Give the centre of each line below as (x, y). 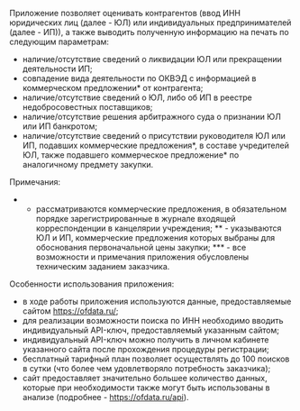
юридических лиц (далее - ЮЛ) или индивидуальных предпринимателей (150, 23)
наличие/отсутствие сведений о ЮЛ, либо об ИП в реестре (137, 97)
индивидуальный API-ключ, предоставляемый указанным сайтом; (151, 330)
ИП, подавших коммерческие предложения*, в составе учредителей (156, 145)
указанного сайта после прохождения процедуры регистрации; (146, 349)
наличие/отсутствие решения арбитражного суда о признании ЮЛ (151, 117)
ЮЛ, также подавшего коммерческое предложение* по (131, 155)
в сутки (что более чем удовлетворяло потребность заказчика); (146, 368)
